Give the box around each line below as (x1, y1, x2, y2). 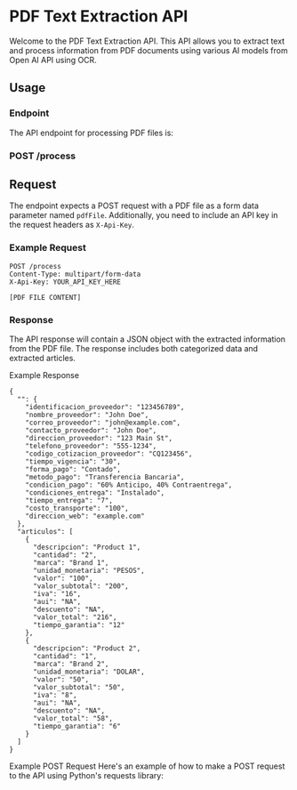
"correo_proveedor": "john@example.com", (25, 418, 181, 427)
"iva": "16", (32, 589, 82, 598)
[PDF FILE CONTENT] (9, 293, 82, 302)
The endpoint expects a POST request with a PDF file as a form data (9, 200, 260, 211)
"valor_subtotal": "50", (32, 682, 125, 691)
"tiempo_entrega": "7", (25, 496, 114, 504)
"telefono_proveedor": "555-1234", (25, 441, 157, 450)
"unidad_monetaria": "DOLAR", (32, 667, 145, 676)
